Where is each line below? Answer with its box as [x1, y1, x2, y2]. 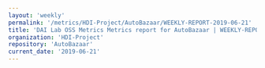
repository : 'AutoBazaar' [8, 41, 93, 48]
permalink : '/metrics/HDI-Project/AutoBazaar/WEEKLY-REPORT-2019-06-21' [8, 19, 252, 27]
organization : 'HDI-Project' [8, 33, 104, 41]
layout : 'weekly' [8, 11, 65, 20]
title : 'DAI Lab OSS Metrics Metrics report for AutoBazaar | [8, 26, 217, 34]
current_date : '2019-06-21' [8, 48, 101, 55]
